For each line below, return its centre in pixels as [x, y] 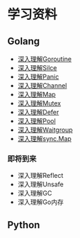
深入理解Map [36, 94]
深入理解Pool [36, 121]
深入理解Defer [38, 112]
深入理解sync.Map [45, 138]
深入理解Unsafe [40, 184]
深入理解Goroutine [45, 59]
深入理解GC [35, 193]
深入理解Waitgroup [45, 130]
